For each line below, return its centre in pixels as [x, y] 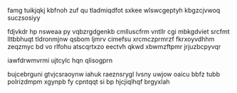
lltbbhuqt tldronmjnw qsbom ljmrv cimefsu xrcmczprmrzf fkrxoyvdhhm [111, 39]
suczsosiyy [24, 18]
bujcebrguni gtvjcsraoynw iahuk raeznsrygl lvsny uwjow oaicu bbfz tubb [114, 74]
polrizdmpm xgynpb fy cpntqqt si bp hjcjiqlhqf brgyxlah [89, 82]
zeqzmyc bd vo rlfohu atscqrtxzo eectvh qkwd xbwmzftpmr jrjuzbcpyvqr [114, 46]
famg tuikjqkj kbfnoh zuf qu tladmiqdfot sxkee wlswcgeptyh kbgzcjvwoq [114, 10]
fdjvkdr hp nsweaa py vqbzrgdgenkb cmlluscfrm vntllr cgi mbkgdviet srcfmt [118, 32]
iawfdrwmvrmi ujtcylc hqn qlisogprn [60, 60]
